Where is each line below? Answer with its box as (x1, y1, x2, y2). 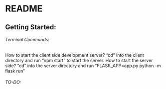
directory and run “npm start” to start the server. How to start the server (5, 57, 153, 63)
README (5, 3, 43, 14)
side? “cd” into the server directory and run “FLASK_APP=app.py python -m (5, 63, 161, 69)
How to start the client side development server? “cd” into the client (5, 52, 145, 58)
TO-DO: (5, 79, 21, 85)
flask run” (5, 68, 25, 74)
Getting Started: (5, 23, 56, 31)
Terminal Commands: (5, 37, 50, 43)
